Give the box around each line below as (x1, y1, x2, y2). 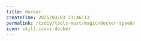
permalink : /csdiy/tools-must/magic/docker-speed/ (6, 20, 136, 26)
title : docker (6, 8, 42, 15)
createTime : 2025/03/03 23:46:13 (6, 14, 90, 20)
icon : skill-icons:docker (6, 25, 71, 32)
